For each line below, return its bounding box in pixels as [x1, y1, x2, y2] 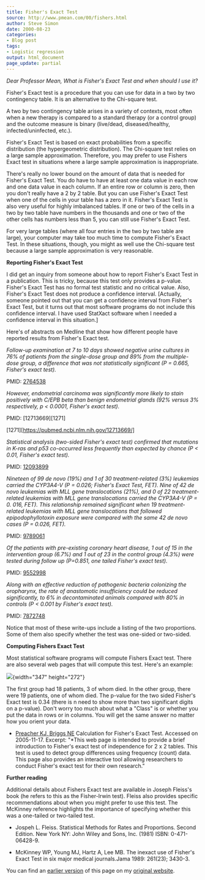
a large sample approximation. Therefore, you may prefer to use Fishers [6, 151, 187, 159]
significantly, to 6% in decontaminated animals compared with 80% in [6, 594, 185, 601]
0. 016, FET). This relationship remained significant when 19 [6, 501, 157, 508]
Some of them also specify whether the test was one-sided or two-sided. [6, 630, 192, 638]
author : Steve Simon [6, 20, 59, 26]
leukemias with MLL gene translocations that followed [25, 507, 162, 515]
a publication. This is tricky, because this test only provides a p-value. [6, 277, 182, 285]
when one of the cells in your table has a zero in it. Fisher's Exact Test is [6, 196, 188, 203]
